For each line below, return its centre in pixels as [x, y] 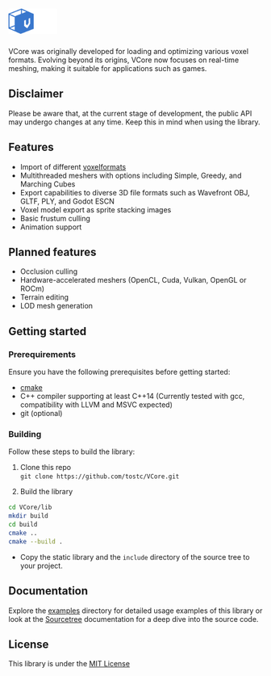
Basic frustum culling [55, 218]
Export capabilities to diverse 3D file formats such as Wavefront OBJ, [135, 192]
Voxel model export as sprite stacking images [96, 209]
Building [25, 434]
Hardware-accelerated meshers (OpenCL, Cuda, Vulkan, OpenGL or [133, 280]
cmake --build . [35, 541]
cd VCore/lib [30, 508]
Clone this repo [45, 468]
